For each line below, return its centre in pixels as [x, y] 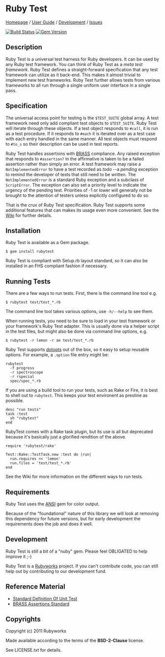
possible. [15, 401]
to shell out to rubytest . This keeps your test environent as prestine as [77, 395]
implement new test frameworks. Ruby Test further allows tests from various [83, 80]
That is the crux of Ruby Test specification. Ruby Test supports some [75, 205]
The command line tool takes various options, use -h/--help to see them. [80, 312]
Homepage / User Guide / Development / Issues [54, 22]
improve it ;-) [19, 556]
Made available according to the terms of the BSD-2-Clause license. [75, 641]
